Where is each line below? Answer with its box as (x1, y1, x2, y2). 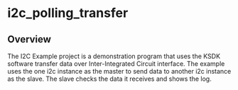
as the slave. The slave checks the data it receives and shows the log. (7, 74, 212, 83)
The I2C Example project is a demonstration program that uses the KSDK (7, 52, 221, 60)
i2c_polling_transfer (7, 5, 129, 21)
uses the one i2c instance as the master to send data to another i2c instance (7, 67, 232, 75)
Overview (7, 33, 52, 45)
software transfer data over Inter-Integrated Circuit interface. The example (7, 60, 225, 68)
